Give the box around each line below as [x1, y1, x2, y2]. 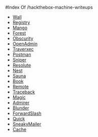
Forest [12, 30, 26, 36]
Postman [12, 51, 31, 57]
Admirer [12, 100, 30, 105]
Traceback [12, 89, 35, 95]
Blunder [12, 105, 29, 111]
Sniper [12, 57, 27, 62]
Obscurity [12, 35, 34, 41]
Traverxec [12, 46, 34, 52]
